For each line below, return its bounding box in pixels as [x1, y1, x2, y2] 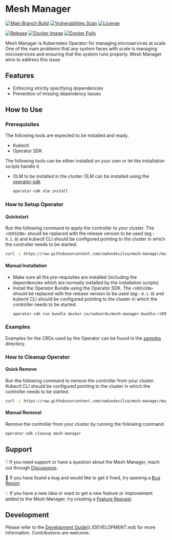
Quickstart [5, 213, 29, 220]
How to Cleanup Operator [5, 353, 70, 361]
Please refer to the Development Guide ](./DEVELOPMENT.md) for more [5, 524, 156, 530]
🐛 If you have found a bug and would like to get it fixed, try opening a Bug [5, 474, 160, 481]
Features [5, 71, 34, 80]
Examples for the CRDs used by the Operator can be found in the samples [5, 335, 161, 341]
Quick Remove [5, 366, 37, 372]
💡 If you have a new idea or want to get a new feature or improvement [5, 490, 153, 496]
